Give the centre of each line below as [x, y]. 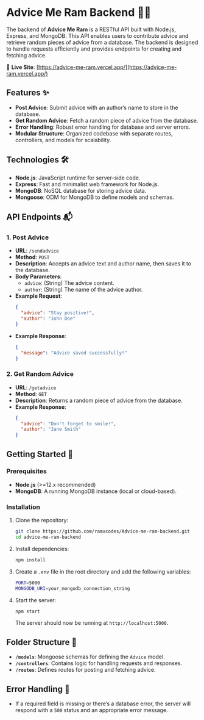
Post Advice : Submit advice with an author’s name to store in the [97, 107]
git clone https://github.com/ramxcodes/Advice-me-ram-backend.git [102, 531]
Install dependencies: [42, 549]
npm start [28, 611]
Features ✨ [28, 93]
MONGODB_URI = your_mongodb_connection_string [72, 588]
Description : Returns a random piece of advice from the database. [99, 400]
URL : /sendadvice [37, 251]
